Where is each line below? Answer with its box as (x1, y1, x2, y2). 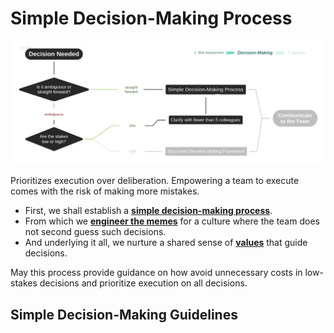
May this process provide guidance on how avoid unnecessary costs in (10, 267, 303, 279)
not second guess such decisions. (24, 226, 167, 238)
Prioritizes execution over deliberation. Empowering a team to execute (10, 175, 300, 187)
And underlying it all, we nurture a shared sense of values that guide (24, 237, 308, 249)
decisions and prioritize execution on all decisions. (39, 277, 248, 289)
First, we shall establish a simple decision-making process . (24, 205, 273, 217)
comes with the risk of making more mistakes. (10, 185, 200, 197)
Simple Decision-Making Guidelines (10, 306, 238, 323)
